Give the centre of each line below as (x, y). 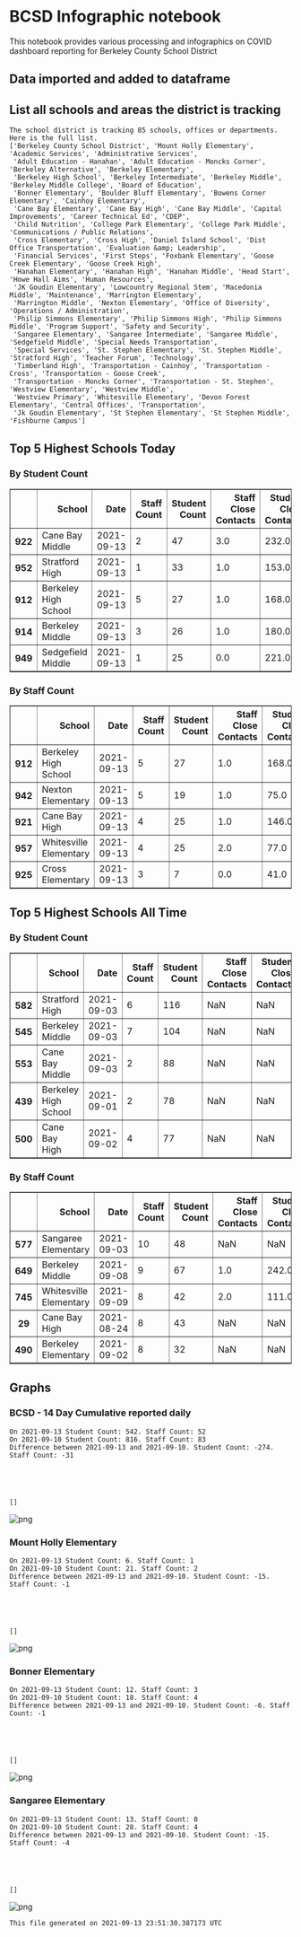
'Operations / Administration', (69, 311)
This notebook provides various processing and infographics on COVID (141, 41)
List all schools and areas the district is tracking (145, 110)
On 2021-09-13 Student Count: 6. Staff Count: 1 (102, 1561)
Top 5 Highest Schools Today (93, 448)
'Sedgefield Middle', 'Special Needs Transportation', (114, 343)
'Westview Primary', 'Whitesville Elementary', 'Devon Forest (132, 398)
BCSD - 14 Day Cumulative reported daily (100, 1413)
